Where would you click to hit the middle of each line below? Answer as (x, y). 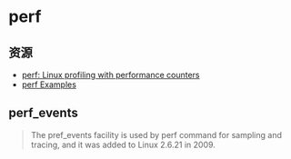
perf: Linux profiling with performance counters (110, 75)
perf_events (43, 113)
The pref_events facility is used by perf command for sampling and (156, 134)
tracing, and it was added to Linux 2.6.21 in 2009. (123, 144)
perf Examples (49, 84)
